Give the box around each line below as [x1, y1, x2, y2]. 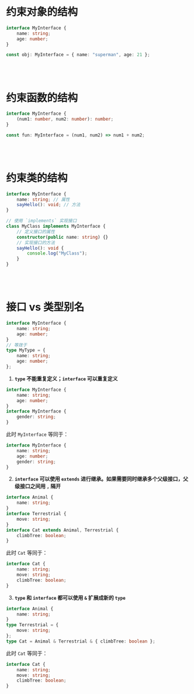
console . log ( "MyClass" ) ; [27, 250, 88, 256]
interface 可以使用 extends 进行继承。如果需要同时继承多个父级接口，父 [14, 475, 189, 483]
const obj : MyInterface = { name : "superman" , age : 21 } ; [6, 52, 150, 58]
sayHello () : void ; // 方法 [16, 202, 81, 208]
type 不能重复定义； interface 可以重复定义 [14, 375, 118, 382]
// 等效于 [6, 342, 27, 348]
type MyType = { [6, 348, 46, 353]
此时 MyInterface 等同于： [6, 431, 69, 438]
